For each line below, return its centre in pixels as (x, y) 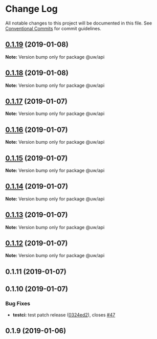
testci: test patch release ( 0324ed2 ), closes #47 (64, 314)
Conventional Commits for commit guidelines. (53, 28)
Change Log (31, 9)
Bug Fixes (18, 304)
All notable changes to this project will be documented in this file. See (79, 23)
